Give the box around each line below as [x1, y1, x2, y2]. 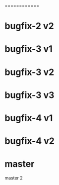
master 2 [4, 175, 23, 181]
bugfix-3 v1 [4, 43, 53, 55]
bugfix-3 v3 [4, 89, 55, 101]
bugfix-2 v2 [4, 21, 54, 32]
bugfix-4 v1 [4, 112, 53, 124]
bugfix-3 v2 [4, 66, 55, 78]
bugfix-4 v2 [4, 135, 55, 147]
